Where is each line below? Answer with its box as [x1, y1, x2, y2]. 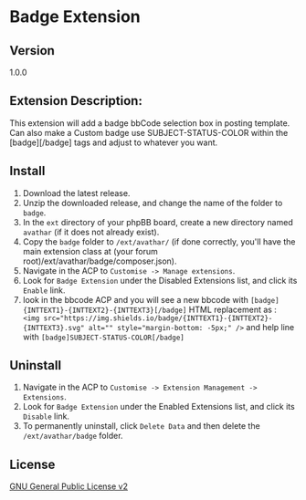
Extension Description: [9, 93, 143, 109]
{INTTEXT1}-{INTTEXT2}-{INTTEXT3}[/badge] [22, 306, 187, 315]
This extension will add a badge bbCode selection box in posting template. [9, 117, 290, 129]
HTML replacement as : [188, 304, 277, 315]
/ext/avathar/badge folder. [22, 431, 123, 442]
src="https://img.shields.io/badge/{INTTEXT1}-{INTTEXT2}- [43, 313, 273, 323]
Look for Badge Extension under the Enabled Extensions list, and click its [22, 401, 295, 412]
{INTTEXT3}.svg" [22, 323, 85, 332]
